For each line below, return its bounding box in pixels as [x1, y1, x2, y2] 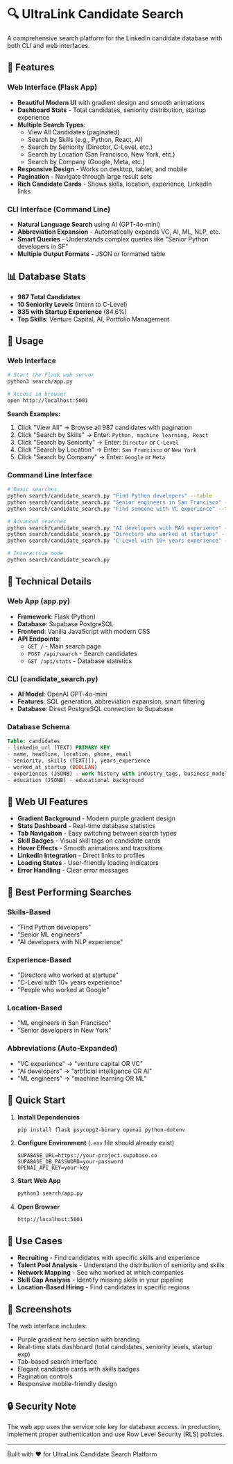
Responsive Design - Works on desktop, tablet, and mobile [17, 165, 187, 173]
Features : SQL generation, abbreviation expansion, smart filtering [17, 697, 205, 706]
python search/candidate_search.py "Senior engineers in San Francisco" [7, 499, 222, 506]
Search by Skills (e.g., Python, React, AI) [27, 135, 144, 143]
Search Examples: [7, 409, 61, 418]
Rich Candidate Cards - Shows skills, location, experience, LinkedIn [17, 180, 212, 188]
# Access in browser [7, 391, 67, 398]
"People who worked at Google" [17, 986, 110, 994]
